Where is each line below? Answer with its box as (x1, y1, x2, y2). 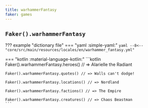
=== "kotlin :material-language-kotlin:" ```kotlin (5, 56, 101, 62)
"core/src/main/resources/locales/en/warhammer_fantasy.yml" (5, 48, 135, 53)
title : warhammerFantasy (5, 7, 57, 12)
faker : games (5, 12, 32, 17)
